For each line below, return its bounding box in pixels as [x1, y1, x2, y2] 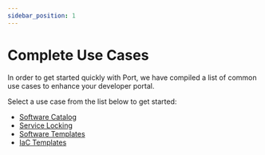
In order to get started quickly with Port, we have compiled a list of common [7, 73, 257, 82]
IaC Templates [18, 137, 67, 147]
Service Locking [18, 121, 73, 130]
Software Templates [18, 129, 85, 138]
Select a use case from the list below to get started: [7, 97, 177, 106]
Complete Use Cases [7, 46, 149, 64]
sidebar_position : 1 [7, 11, 77, 20]
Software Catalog [18, 112, 77, 121]
